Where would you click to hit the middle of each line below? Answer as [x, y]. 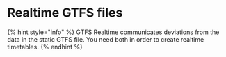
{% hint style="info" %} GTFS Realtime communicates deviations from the [113, 32]
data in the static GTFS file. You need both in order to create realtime [106, 39]
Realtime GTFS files [65, 13]
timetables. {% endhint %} [45, 47]
